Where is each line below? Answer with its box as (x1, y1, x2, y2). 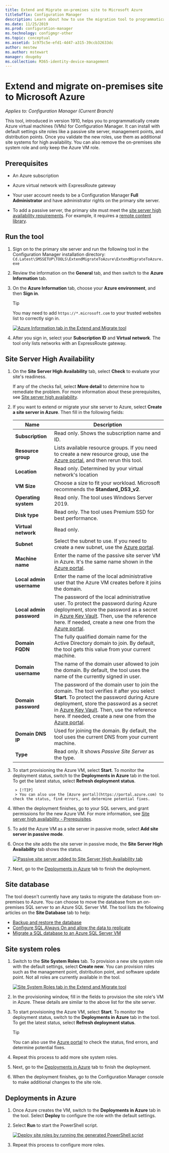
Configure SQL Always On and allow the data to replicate (12, 925, 131, 931)
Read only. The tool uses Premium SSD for (54, 508, 154, 515)
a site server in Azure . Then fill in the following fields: (12, 409, 124, 415)
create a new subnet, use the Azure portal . (54, 543, 154, 551)
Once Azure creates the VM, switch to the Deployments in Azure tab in (12, 1107, 161, 1113)
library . (12, 218, 28, 224)
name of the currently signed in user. (54, 673, 141, 680)
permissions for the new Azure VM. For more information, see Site (12, 810, 150, 817)
